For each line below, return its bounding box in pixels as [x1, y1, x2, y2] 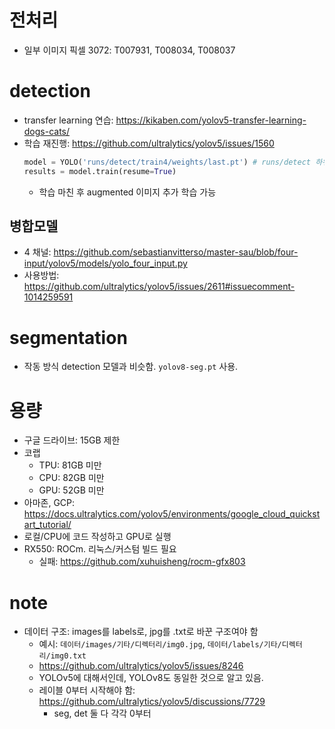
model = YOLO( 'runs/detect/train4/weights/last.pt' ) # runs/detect [23, 157, 311, 167]
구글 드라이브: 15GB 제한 [23, 434, 121, 446]
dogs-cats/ [23, 125, 71, 137]
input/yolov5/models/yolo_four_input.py [23, 257, 188, 270]
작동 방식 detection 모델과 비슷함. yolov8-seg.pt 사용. [23, 361, 239, 373]
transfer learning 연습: [23, 114, 114, 126]
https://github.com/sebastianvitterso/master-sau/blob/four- [53, 246, 299, 258]
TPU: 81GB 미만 [38, 459, 102, 471]
